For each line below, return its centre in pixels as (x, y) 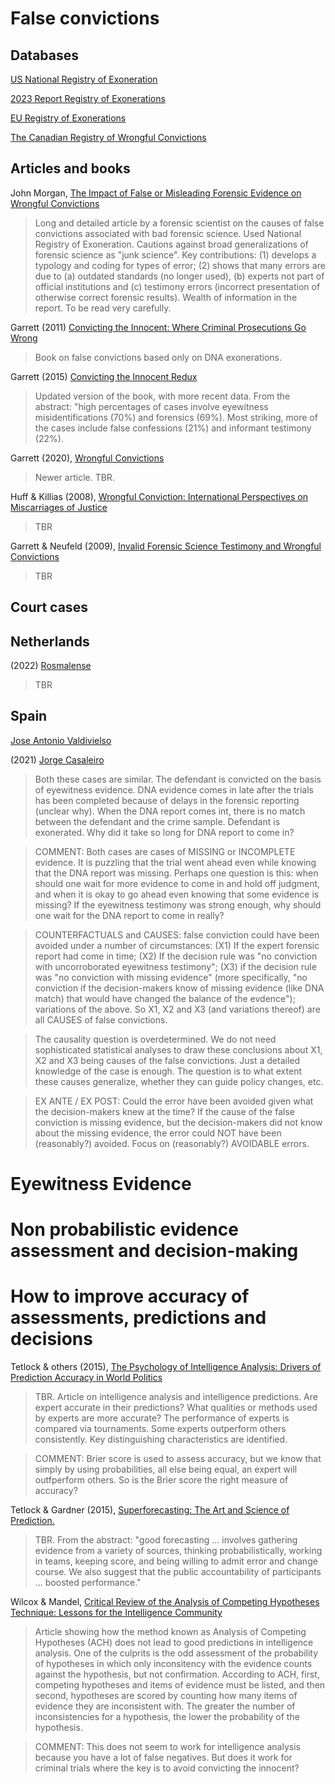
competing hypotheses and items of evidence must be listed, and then (180, 1685)
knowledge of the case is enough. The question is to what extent (168, 1071)
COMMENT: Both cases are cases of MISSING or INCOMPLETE (165, 851)
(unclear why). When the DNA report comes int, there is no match (170, 811)
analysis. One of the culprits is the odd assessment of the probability (176, 1653)
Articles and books (70, 168)
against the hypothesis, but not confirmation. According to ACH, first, (177, 1674)
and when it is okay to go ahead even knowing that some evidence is (177, 894)
